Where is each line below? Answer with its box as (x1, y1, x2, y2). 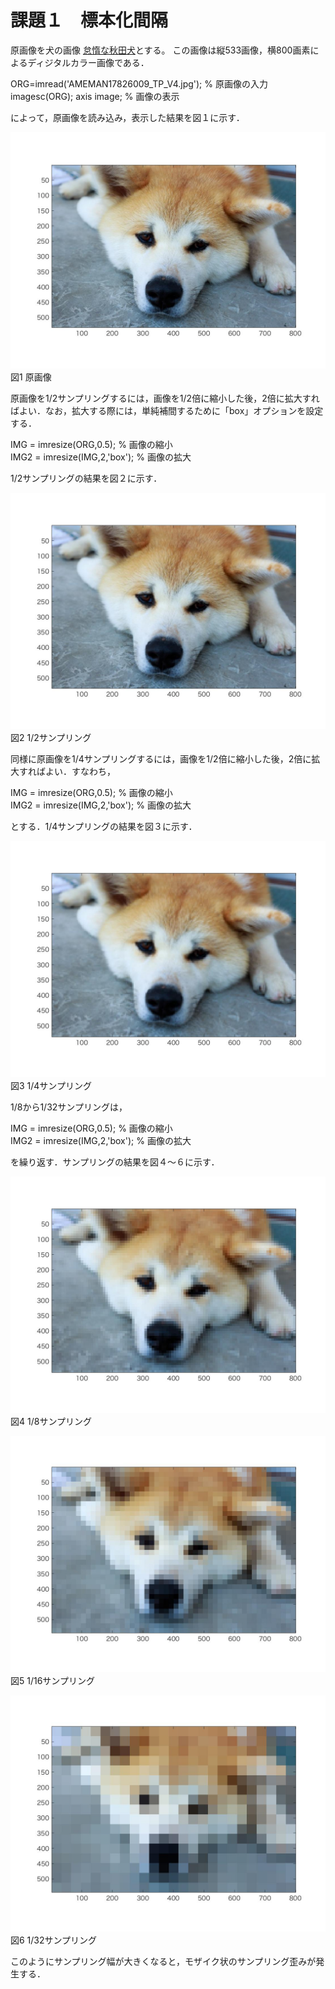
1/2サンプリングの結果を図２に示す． (10, 472, 163, 484)
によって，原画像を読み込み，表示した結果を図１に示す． (10, 111, 245, 123)
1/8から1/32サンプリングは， (10, 1101, 128, 1113)
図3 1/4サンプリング (10, 1079, 92, 1091)
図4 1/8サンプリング (10, 1415, 92, 1427)
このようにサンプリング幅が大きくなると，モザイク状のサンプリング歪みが (10, 1955, 317, 1967)
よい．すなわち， (44, 765, 116, 777)
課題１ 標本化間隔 (10, 9, 169, 32)
